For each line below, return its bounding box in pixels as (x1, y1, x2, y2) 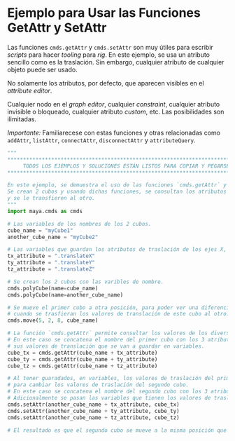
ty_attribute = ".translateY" (7, 259, 96, 266)
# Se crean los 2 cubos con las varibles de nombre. (7, 278, 164, 285)
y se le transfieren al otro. (7, 195, 96, 202)
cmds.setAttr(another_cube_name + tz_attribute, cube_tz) (7, 414, 180, 421)
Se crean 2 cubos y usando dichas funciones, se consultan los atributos (7, 188, 227, 196)
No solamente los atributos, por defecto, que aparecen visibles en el (7, 79, 204, 87)
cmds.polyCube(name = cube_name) (7, 285, 99, 292)
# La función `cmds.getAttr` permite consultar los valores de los (7, 330, 208, 337)
